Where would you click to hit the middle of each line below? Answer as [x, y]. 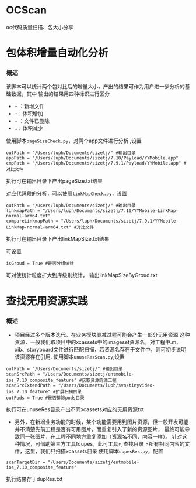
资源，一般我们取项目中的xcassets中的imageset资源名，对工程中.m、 [98, 342]
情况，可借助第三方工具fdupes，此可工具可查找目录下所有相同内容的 [102, 443]
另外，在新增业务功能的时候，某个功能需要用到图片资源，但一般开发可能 [101, 422]
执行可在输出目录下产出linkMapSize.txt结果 [58, 239]
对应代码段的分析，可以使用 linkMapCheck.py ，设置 [66, 193]
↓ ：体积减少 [29, 128]
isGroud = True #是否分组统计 [40, 264]
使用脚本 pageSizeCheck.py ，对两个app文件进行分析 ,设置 [74, 141]
